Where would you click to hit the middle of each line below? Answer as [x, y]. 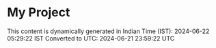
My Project [39, 13]
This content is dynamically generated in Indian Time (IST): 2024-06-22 [108, 31]
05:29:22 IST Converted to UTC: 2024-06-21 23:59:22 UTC [91, 38]
